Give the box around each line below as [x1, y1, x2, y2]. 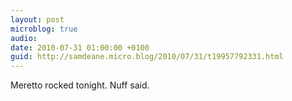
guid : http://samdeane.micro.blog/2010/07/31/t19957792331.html [10, 52, 284, 62]
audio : [10, 33, 38, 43]
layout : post [10, 14, 65, 25]
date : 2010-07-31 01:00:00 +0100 [10, 42, 150, 53]
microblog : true [10, 24, 78, 34]
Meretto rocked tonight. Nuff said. [10, 79, 150, 91]
